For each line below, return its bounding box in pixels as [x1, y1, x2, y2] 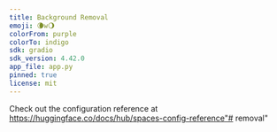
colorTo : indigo [9, 37, 69, 47]
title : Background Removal [9, 12, 109, 22]
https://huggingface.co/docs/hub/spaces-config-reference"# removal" [9, 113, 268, 123]
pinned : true [9, 71, 58, 80]
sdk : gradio [9, 46, 53, 55]
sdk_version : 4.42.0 [9, 54, 86, 63]
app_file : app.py [9, 63, 73, 72]
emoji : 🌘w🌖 [9, 21, 56, 30]
